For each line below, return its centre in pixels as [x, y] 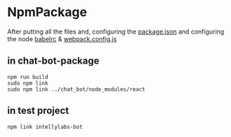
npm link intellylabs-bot [45, 127]
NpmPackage [47, 12]
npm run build [28, 77]
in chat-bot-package [53, 61]
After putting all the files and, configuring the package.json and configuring [116, 31]
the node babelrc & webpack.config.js [62, 38]
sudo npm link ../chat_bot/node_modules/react [76, 89]
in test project [38, 111]
